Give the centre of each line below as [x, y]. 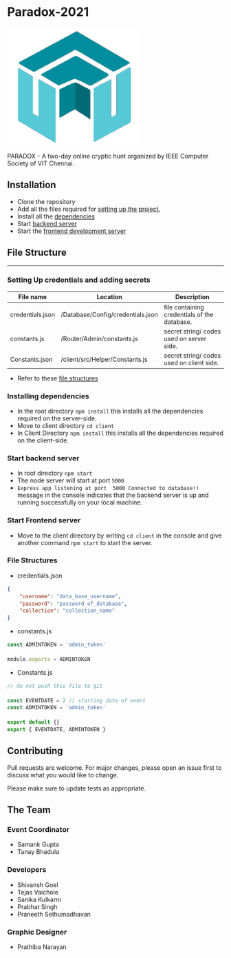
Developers [27, 870]
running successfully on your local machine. [80, 502]
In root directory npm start [55, 473]
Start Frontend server [44, 520]
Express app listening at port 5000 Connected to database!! [108, 489]
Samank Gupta [38, 844]
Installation [32, 185]
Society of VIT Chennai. [41, 163]
